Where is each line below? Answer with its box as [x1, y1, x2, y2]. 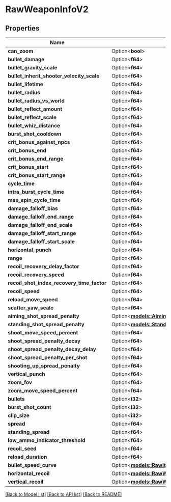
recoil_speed [8, 288, 40, 295]
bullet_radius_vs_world [8, 97, 65, 104]
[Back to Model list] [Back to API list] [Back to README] [5, 491, 122, 497]
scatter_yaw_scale [8, 304, 54, 311]
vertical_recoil [8, 478, 44, 485]
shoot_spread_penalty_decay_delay [8, 346, 97, 353]
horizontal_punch [8, 246, 52, 253]
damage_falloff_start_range [8, 230, 76, 236]
